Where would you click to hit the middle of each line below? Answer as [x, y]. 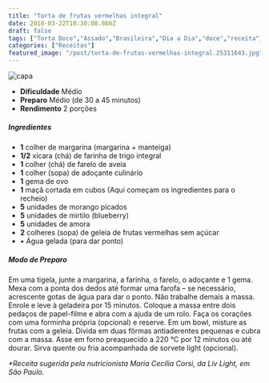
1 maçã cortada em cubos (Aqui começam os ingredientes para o [128, 189]
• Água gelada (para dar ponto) [72, 241]
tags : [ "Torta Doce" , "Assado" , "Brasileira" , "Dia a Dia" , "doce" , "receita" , [136, 38]
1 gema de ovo [44, 181]
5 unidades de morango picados [73, 206]
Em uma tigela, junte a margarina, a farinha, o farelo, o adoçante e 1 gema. [131, 279]
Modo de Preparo [38, 259]
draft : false [30, 31]
